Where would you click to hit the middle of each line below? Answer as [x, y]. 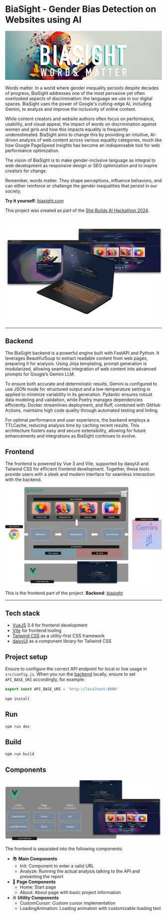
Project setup [27, 657]
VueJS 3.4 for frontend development [50, 625]
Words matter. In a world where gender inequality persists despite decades [82, 88]
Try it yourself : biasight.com [34, 201]
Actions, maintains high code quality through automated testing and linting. [82, 411]
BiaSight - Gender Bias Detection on [81, 9]
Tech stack [23, 613]
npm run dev [17, 726]
